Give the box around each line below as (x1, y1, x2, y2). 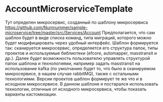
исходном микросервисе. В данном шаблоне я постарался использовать (5, 81, 159, 87)
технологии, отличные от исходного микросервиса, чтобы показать (5, 86, 147, 92)
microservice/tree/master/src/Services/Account (5, 29, 101, 35)
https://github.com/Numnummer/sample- (5, 24, 88, 30)
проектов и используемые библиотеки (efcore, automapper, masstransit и (5, 50, 157, 56)
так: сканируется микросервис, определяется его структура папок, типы (5, 45, 158, 51)
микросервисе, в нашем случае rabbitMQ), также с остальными (5, 71, 139, 76)
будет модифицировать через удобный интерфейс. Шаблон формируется (5, 40, 158, 45)
